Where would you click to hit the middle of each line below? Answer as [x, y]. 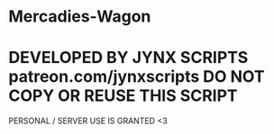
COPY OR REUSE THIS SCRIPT [123, 96]
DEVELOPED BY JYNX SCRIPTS [128, 58]
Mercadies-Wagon [80, 17]
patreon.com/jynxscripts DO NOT [137, 77]
